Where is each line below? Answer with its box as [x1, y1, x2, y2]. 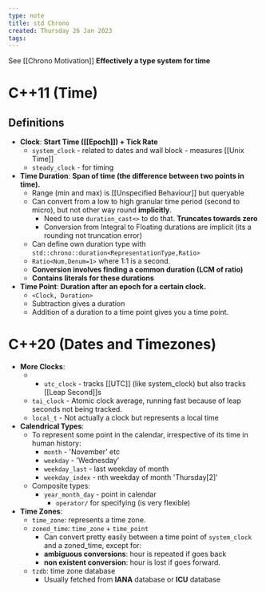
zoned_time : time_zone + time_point [31, 524, 149, 534]
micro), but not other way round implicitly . [31, 205, 172, 215]
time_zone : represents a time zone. [31, 515, 146, 525]
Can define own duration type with [31, 240, 146, 249]
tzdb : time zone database [31, 566, 116, 576]
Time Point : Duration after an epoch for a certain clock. [19, 282, 206, 292]
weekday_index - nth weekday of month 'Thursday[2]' [43, 473, 218, 482]
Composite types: [31, 481, 90, 491]
